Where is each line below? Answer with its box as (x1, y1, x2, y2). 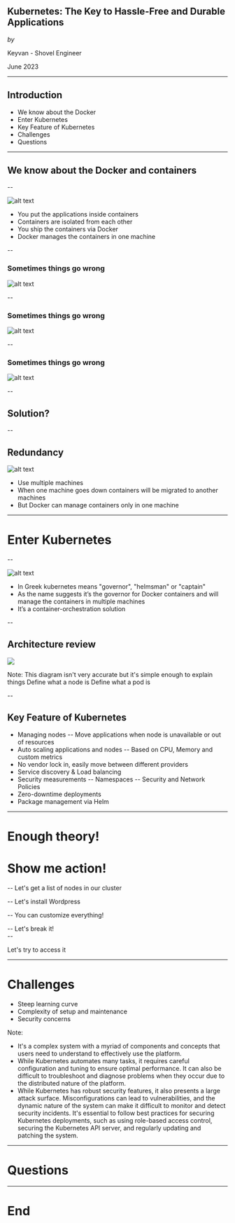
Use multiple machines (17, 478, 84, 486)
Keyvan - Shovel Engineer (7, 48, 82, 57)
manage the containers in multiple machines (17, 597, 145, 606)
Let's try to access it (7, 945, 66, 954)
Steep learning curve (17, 999, 78, 1008)
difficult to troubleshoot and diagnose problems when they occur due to (17, 1072, 225, 1080)
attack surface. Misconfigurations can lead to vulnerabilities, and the (17, 1093, 215, 1102)
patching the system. (17, 1131, 78, 1140)
